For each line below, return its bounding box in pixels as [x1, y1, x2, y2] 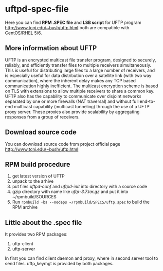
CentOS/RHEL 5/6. [5, 30, 42, 36]
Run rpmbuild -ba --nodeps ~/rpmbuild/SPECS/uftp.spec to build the [12, 199, 150, 205]
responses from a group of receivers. [5, 114, 80, 120]
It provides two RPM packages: [5, 232, 68, 237]
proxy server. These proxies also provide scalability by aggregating [5, 109, 140, 115]
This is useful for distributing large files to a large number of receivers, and [5, 67, 155, 73]
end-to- [139, 98, 156, 104]
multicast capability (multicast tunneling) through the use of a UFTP [14, 103, 150, 109]
